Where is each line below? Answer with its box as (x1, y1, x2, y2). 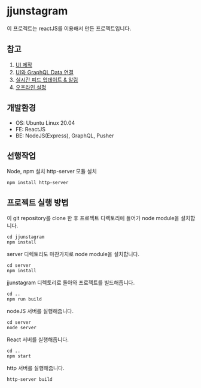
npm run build (7, 296, 42, 302)
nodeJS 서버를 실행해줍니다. (7, 308, 74, 315)
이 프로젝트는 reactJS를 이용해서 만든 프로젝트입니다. (7, 25, 132, 32)
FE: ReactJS (15, 125, 45, 133)
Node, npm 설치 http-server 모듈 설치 (7, 168, 98, 175)
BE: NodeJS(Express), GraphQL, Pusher (15, 132, 114, 139)
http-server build (7, 377, 53, 383)
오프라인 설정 (15, 83, 47, 91)
